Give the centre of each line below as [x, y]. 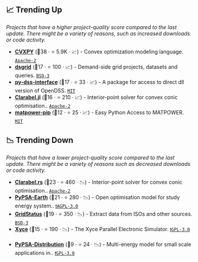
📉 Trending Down [40, 140]
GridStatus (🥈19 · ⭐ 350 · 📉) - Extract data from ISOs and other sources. [103, 214]
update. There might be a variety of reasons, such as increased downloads [98, 33]
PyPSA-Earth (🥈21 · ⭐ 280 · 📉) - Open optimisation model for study [97, 197]
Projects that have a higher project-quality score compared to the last [92, 27]
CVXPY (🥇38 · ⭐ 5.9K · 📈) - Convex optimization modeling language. [99, 52]
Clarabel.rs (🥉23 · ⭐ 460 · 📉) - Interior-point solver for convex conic [98, 182]
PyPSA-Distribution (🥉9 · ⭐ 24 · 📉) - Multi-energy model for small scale [103, 244]
